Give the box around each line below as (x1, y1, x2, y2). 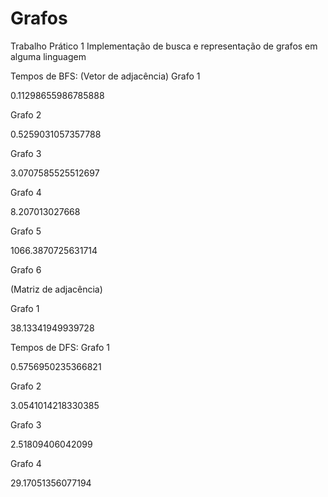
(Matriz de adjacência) (10, 283, 103, 295)
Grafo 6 (10, 263, 42, 276)
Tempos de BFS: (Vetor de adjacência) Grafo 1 (10, 70, 201, 82)
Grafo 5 (10, 225, 42, 237)
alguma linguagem (10, 50, 87, 62)
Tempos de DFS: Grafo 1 (10, 341, 111, 353)
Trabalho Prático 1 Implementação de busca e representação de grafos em (10, 40, 318, 52)
